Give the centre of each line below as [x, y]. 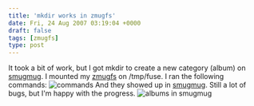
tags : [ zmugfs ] [34, 38]
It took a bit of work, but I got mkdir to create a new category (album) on [127, 68]
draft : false [30, 30]
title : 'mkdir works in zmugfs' [62, 16]
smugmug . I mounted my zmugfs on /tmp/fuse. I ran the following [116, 77]
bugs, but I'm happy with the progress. [72, 93]
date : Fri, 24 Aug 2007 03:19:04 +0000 [75, 23]
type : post [26, 45]
